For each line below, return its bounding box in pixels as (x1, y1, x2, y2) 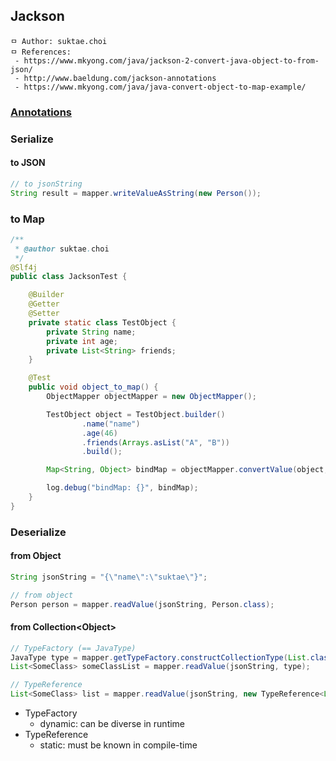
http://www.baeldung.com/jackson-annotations (23, 73, 217, 83)
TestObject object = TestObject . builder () (46, 409, 226, 419)
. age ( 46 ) (81, 428, 118, 438)
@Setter (28, 309, 60, 319)
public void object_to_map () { (28, 382, 159, 393)
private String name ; (46, 327, 137, 337)
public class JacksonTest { (10, 272, 128, 282)
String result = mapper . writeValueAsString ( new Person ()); (10, 188, 262, 198)
